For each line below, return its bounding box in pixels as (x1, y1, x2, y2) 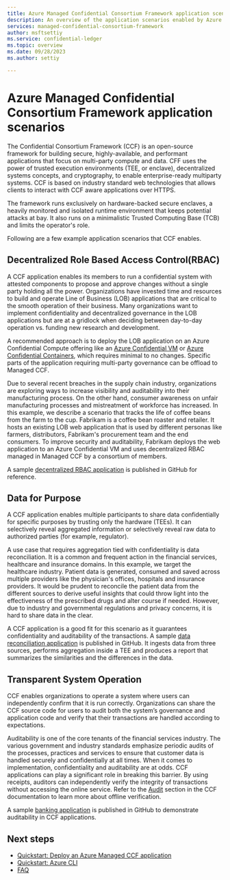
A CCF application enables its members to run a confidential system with (7, 272, 212, 281)
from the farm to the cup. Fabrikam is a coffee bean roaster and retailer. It (7, 416, 215, 424)
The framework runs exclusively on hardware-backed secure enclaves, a (7, 199, 213, 207)
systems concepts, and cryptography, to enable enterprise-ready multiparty (7, 171, 222, 179)
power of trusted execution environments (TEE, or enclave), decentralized (7, 164, 216, 172)
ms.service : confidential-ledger (7, 36, 103, 43)
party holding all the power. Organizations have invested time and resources (7, 287, 222, 295)
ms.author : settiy (7, 55, 60, 62)
